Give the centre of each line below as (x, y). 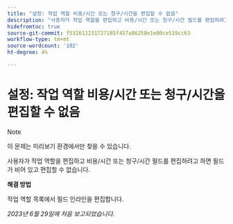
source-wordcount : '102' (43, 46)
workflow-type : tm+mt (38, 40)
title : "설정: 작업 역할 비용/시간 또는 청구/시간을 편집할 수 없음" (93, 14)
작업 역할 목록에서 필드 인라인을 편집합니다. (66, 199)
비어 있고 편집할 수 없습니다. (52, 169)
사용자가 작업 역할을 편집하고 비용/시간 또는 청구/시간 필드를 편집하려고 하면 (109, 161)
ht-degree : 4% (28, 53)
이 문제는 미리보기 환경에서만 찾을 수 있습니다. (69, 146)
